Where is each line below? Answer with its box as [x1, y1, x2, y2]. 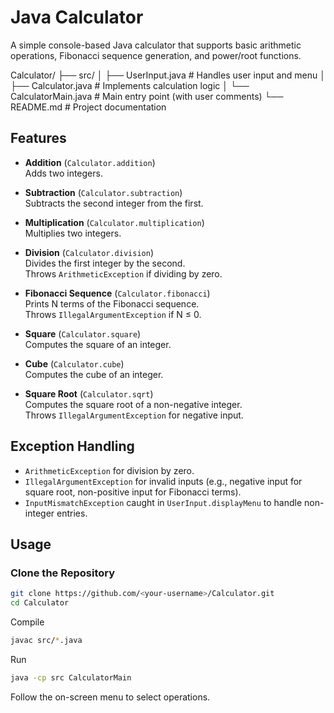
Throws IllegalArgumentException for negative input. [24, 409, 244, 421]
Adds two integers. [24, 167, 103, 179]
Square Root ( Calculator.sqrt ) [24, 387, 154, 400]
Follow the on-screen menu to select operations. [10, 691, 211, 703]
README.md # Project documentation [10, 101, 167, 113]
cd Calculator [10, 598, 70, 608]
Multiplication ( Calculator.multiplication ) [24, 216, 205, 228]
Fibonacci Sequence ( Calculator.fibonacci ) [24, 287, 211, 299]
